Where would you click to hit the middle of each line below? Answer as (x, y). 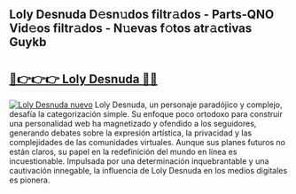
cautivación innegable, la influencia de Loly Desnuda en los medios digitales (148, 171)
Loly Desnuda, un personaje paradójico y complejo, (188, 105)
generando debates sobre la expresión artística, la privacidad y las (131, 133)
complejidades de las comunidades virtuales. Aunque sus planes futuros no (148, 142)
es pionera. (30, 180)
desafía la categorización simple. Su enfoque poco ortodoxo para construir (146, 114)
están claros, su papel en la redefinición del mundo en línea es (123, 151)
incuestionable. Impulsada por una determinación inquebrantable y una (139, 161)
